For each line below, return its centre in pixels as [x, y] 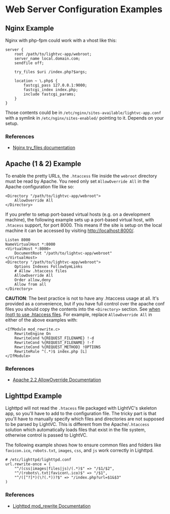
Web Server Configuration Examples [84, 9]
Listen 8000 [18, 240]
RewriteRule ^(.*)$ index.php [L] [51, 352]
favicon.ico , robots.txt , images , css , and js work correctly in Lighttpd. [79, 450]
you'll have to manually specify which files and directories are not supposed [85, 419]
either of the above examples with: [41, 320]
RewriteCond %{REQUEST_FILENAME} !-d [54, 338]
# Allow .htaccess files [41, 271]
